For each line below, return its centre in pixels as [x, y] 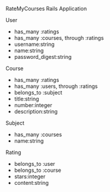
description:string [36, 111]
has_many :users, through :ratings [56, 86]
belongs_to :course [38, 170]
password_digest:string [43, 57]
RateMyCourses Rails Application [46, 9]
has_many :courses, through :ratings [59, 38]
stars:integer [30, 177]
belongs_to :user [34, 164]
